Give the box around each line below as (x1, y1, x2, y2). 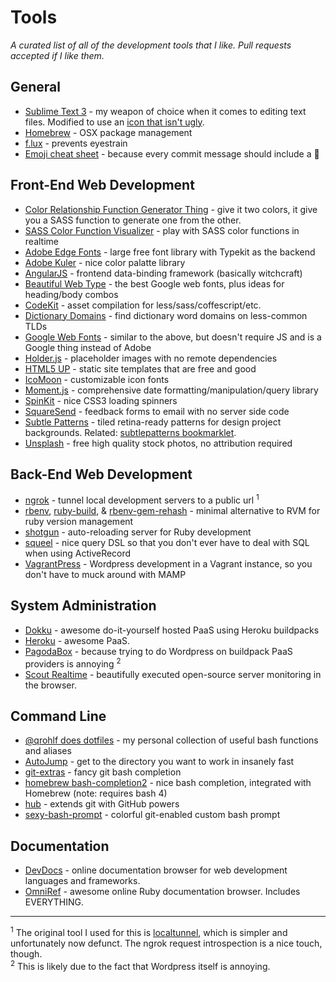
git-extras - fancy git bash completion (24, 766, 182, 778)
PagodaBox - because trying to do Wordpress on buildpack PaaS (24, 645, 293, 657)
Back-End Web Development (10, 466, 193, 483)
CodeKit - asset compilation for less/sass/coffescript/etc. (24, 299, 262, 311)
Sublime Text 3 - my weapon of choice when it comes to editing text (24, 105, 307, 117)
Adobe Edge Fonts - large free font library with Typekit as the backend (24, 246, 316, 258)
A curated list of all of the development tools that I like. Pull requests (10, 39, 292, 51)
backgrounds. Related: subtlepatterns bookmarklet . (24, 426, 237, 438)
